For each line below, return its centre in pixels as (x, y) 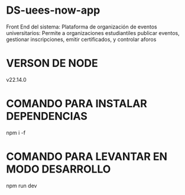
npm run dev (22, 186)
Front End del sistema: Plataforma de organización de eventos (82, 27)
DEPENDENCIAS (47, 116)
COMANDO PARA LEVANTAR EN (87, 156)
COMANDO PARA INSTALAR (77, 104)
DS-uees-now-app (53, 10)
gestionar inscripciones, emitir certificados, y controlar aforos (81, 39)
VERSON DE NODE (52, 63)
